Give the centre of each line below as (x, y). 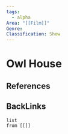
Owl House (34, 64)
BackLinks (26, 107)
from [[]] (19, 126)
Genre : (14, 29)
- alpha (21, 17)
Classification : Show (33, 34)
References (28, 86)
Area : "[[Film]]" (28, 23)
